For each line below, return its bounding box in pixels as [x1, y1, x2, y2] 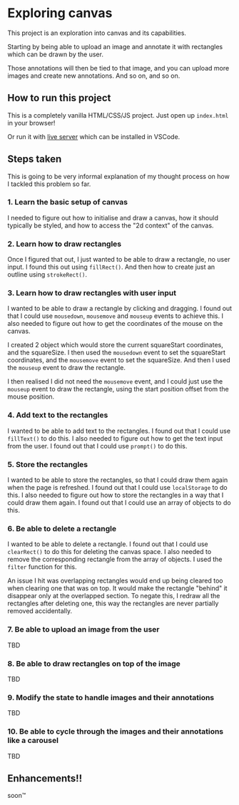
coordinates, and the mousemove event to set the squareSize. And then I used [7, 356, 230, 364]
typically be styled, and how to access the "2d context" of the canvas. [7, 221, 214, 230]
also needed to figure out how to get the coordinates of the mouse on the [7, 319, 223, 328]
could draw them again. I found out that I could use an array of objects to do [7, 498, 231, 507]
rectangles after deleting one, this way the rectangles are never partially [7, 599, 219, 607]
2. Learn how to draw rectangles [7, 239, 122, 249]
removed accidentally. [7, 607, 73, 615]
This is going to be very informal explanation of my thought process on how [7, 172, 230, 180]
